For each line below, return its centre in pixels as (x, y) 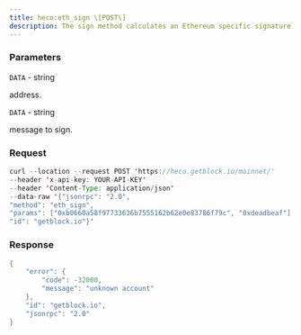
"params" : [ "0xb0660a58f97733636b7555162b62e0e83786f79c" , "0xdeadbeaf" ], (152, 213)
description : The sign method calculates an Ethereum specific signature (150, 26)
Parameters (35, 58)
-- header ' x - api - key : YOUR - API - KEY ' (78, 180)
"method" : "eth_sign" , (52, 205)
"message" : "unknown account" (98, 289)
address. (26, 95)
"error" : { (46, 272)
